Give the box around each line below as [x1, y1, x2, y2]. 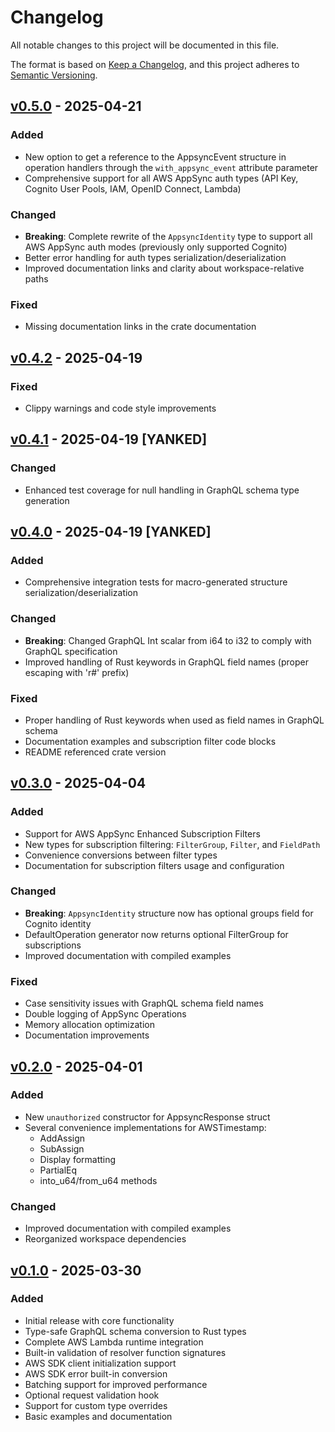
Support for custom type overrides [24, 1399, 168, 1411]
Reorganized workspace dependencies [24, 1233, 187, 1245]
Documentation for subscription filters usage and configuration [24, 859, 285, 871]
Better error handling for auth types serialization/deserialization [24, 251, 287, 263]
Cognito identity [24, 917, 92, 930]
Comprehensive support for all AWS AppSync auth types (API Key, [24, 172, 299, 184]
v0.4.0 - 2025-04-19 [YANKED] [10, 523, 212, 540]
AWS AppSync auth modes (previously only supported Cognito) [24, 241, 288, 253]
